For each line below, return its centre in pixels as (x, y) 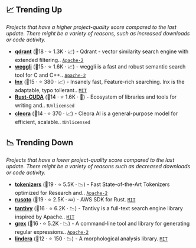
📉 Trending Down (40, 143)
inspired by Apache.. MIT (45, 217)
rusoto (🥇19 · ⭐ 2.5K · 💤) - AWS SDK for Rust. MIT (75, 199)
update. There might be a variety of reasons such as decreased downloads (98, 166)
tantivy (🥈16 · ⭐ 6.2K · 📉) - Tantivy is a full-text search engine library (99, 208)
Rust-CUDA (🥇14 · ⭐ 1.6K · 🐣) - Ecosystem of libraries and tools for (96, 97)
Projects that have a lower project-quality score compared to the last (90, 160)
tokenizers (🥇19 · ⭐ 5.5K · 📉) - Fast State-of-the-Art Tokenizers (92, 184)
